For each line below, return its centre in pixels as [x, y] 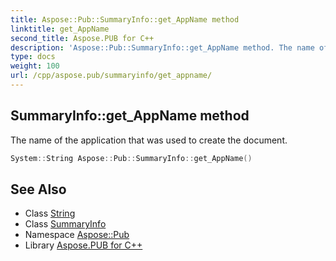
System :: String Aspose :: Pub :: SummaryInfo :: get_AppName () [131, 158]
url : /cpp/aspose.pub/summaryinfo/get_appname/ [111, 76]
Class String [50, 213]
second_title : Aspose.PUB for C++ [82, 38]
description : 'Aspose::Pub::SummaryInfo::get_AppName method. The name [162, 47]
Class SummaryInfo [65, 224]
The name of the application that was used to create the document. [149, 140]
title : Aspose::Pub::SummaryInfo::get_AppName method [125, 19]
